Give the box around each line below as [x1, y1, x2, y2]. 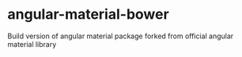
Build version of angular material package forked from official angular [7, 31, 234, 41]
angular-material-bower [7, 5, 169, 23]
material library [7, 39, 57, 48]
